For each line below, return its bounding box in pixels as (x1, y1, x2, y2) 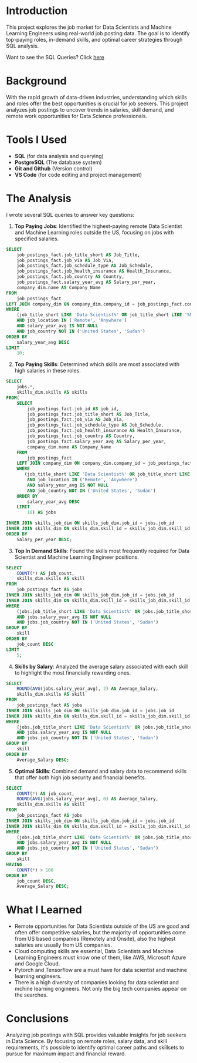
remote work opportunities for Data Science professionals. (6, 112, 148, 119)
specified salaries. (14, 235, 59, 242)
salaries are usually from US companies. (14, 941, 113, 948)
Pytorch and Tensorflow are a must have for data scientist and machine (14, 967, 188, 974)
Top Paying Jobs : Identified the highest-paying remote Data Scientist (14, 222, 182, 230)
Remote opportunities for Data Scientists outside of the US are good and (14, 923, 190, 930)
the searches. (14, 991, 48, 998)
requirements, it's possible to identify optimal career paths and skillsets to (6, 1044, 185, 1051)
